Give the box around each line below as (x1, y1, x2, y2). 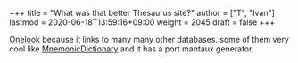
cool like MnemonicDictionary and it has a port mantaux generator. (9, 43, 254, 54)
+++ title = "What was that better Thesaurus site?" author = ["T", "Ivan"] (9, 8, 275, 18)
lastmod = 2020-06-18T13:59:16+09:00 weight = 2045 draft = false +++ (9, 17, 275, 28)
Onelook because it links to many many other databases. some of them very (9, 35, 290, 44)
